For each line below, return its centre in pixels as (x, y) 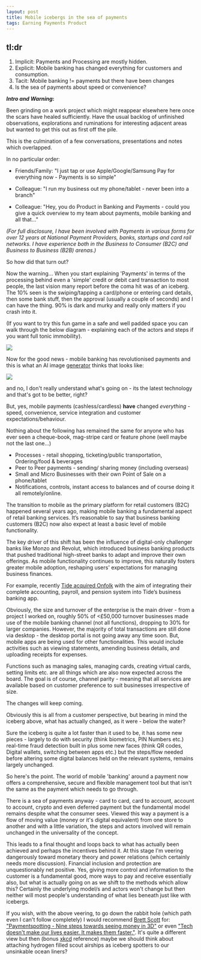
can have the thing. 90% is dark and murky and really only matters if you (96, 305)
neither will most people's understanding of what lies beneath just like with (98, 895)
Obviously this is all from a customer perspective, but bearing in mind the (97, 715)
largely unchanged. (30, 765)
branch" (25, 195)
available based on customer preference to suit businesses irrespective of (98, 685)
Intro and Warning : (30, 99)
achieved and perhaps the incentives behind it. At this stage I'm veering (95, 851)
